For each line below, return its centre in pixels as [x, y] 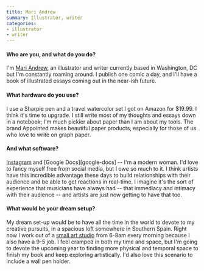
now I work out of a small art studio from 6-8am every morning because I [98, 235]
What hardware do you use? [43, 95]
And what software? [33, 149]
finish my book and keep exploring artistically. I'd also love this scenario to [100, 254]
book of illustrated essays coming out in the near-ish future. [81, 81]
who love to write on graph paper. [49, 135]
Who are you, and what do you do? [51, 54]
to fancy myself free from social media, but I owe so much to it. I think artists [102, 168]
